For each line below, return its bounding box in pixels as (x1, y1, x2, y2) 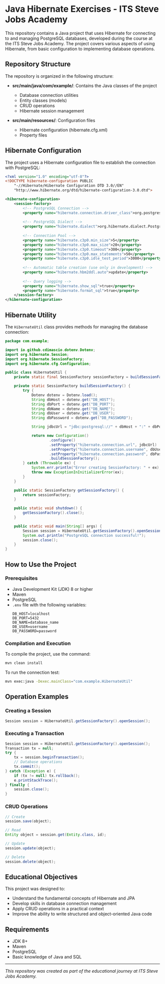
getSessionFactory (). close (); (23, 510, 84, 516)
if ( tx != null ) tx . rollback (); (14, 773, 80, 778)
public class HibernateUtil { (5, 370, 67, 375)
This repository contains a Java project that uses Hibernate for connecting (5, 30, 156, 36)
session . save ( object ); (5, 819, 52, 824)
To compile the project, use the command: (5, 651, 91, 657)
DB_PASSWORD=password (12, 628, 56, 634)
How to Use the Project (5, 560, 77, 569)
